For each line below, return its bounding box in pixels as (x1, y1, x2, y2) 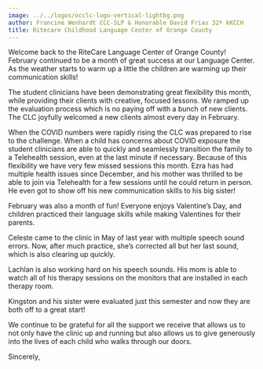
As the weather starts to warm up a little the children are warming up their (8, 64, 247, 74)
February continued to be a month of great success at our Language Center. (8, 56, 255, 65)
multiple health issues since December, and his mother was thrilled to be (8, 169, 243, 179)
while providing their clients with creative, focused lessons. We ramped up (8, 96, 250, 106)
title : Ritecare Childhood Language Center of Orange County (8, 26, 213, 34)
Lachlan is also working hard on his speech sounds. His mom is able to (8, 265, 237, 274)
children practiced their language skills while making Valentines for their (8, 209, 241, 219)
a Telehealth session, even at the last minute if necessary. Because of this (8, 153, 247, 162)
